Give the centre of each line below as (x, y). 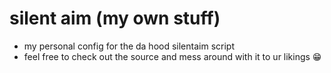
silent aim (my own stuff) (115, 18)
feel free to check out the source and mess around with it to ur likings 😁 (172, 56)
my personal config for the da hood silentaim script (129, 46)
